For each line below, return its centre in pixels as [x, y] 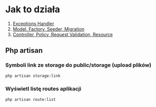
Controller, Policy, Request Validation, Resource [63, 34]
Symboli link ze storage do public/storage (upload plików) [79, 65]
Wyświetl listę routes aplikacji [43, 89]
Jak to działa [33, 9]
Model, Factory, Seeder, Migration [49, 29]
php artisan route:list [31, 99]
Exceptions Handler [34, 24]
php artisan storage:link [33, 76]
